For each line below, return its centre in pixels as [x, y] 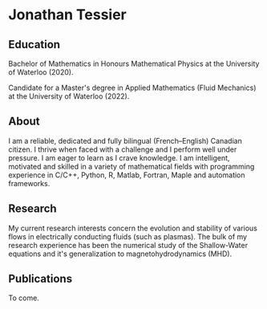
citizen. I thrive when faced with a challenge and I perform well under [123, 149]
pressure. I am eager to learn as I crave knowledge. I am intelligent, [119, 157]
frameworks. [29, 183]
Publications [40, 279]
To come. [24, 298]
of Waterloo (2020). [41, 72]
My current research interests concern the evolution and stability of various [133, 228]
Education [34, 45]
